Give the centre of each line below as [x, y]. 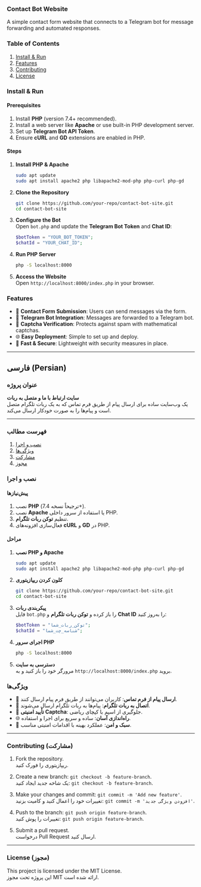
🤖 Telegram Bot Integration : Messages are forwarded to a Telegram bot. [105, 318]
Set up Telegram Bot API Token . [55, 131]
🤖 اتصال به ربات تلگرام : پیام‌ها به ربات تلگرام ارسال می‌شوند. [83, 706]
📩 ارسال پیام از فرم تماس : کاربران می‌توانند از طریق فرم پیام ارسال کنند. [96, 699]
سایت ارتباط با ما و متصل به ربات [43, 398]
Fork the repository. [40, 759]
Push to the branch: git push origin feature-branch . [81, 812]
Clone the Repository [42, 192]
